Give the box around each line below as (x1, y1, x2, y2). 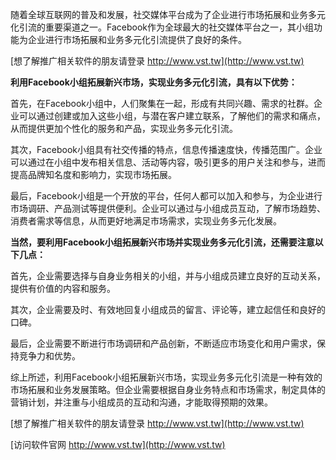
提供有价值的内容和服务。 (10, 283, 116, 294)
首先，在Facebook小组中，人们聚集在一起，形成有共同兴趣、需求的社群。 (10, 98, 314, 109)
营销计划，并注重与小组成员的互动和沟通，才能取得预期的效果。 (10, 396, 273, 408)
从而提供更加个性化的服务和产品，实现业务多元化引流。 (10, 123, 238, 134)
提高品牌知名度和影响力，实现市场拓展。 (10, 169, 177, 180)
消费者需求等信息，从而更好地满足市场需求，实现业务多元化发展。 (10, 215, 282, 227)
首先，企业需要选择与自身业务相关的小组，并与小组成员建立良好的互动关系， (10, 270, 326, 282)
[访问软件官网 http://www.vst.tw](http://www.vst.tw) (10, 439, 226, 450)
